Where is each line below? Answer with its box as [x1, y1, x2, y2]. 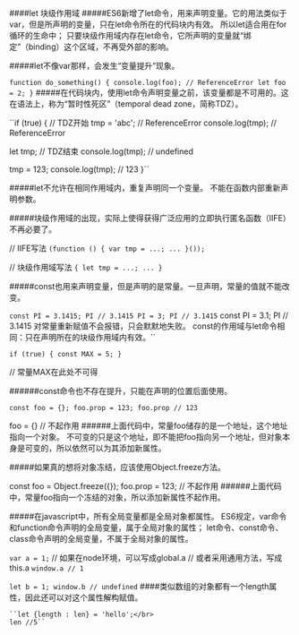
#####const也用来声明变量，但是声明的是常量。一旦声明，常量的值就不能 [9, 281, 282, 291]
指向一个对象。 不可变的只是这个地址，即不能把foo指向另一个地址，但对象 [9, 432, 283, 442]
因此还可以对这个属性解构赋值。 [24, 592, 143, 603]
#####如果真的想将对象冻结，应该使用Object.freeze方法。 [9, 462, 226, 472]
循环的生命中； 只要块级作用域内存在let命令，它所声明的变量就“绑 [9, 30, 252, 40]
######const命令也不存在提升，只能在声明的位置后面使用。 [9, 386, 233, 396]
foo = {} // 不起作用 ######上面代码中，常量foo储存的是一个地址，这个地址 [9, 420, 288, 431]
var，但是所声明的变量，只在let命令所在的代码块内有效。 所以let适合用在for [9, 19, 287, 30]
